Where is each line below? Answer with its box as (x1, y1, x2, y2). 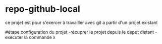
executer (5, 34, 23, 40)
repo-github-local (5, 3, 80, 15)
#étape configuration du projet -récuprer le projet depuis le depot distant (5, 29, 155, 35)
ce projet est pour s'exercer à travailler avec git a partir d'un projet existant (5, 20, 158, 25)
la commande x (24, 34, 55, 40)
